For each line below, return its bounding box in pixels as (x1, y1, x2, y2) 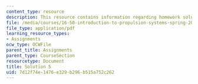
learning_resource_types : (6, 31, 70, 37)
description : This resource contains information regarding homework (6, 14, 181, 20)
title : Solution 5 (6, 63, 51, 70)
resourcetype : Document (6, 58, 65, 64)
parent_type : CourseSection (6, 53, 75, 59)
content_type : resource (6, 8, 65, 15)
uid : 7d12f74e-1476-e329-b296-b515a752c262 (6, 69, 115, 75)
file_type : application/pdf (6, 25, 75, 31)
